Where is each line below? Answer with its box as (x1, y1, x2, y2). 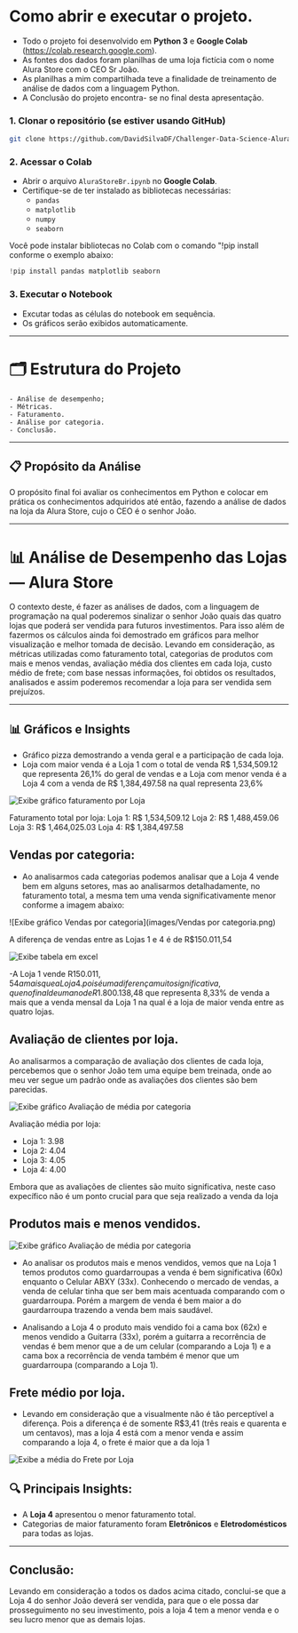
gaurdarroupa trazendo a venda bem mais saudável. (21, 1304, 214, 1315)
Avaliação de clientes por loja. (9, 1032, 179, 1047)
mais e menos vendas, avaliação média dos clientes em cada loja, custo (9, 658, 272, 668)
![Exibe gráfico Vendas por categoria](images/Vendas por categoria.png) (9, 917, 277, 927)
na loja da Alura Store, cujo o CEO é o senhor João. (9, 506, 197, 516)
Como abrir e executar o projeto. (9, 6, 253, 27)
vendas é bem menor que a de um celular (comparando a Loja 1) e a (21, 1341, 271, 1351)
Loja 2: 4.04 (21, 1145, 67, 1156)
